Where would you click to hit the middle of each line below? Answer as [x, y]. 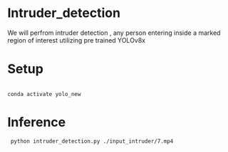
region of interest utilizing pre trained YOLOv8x [77, 40]
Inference [37, 123]
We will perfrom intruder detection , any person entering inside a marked [114, 33]
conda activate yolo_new [44, 94]
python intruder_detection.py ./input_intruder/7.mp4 [92, 141]
